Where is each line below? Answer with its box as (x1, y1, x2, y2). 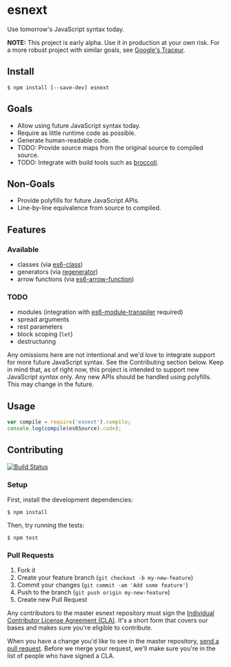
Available (7, 244, 39, 254)
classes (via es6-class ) (17, 260, 83, 268)
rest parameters (17, 322, 63, 331)
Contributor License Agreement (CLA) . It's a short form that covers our (7, 616, 208, 625)
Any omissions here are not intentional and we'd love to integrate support (7, 351, 215, 359)
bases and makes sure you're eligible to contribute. (7, 623, 153, 632)
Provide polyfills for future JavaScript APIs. (17, 197, 140, 205)
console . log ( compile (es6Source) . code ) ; (7, 425, 122, 432)
